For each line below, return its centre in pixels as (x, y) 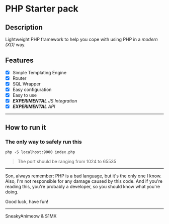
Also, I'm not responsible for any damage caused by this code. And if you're (84, 181)
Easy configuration (32, 89)
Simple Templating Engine (39, 72)
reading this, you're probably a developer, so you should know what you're (82, 186)
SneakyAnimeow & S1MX (31, 216)
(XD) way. (16, 45)
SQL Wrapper (27, 84)
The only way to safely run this (44, 142)
